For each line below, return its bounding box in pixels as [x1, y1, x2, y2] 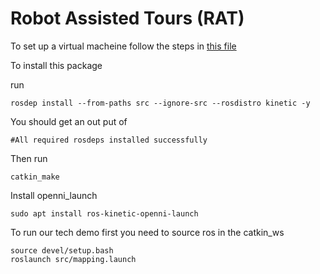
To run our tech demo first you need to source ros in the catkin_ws [10, 226, 285, 238]
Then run [10, 152, 48, 164]
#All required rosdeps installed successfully [10, 135, 208, 145]
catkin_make [10, 172, 60, 182]
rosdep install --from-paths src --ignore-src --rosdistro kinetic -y [10, 98, 311, 108]
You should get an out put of [10, 115, 128, 127]
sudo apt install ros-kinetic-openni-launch [10, 208, 199, 219]
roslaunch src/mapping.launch [10, 254, 137, 264]
